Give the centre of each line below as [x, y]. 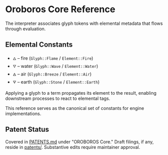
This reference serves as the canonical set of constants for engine [75, 108]
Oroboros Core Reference [60, 9]
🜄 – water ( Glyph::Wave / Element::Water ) [55, 66]
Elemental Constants [39, 45]
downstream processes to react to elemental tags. [58, 98]
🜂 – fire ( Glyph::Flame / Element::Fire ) [53, 58]
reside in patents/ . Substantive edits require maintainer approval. [73, 147]
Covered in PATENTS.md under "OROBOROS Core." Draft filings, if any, [79, 142]
